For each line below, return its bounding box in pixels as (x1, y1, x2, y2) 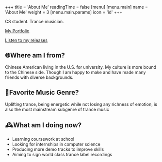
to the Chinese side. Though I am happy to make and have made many (5, 69, 146, 75)
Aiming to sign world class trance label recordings (12, 152, 113, 158)
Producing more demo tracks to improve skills (12, 147, 104, 152)
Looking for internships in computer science (12, 141, 101, 147)
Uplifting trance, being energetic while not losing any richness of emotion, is (5, 101, 158, 107)
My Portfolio (5, 28, 30, 33)
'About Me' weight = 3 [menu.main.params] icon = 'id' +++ (5, 9, 123, 15)
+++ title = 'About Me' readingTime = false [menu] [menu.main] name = (5, 4, 148, 10)
